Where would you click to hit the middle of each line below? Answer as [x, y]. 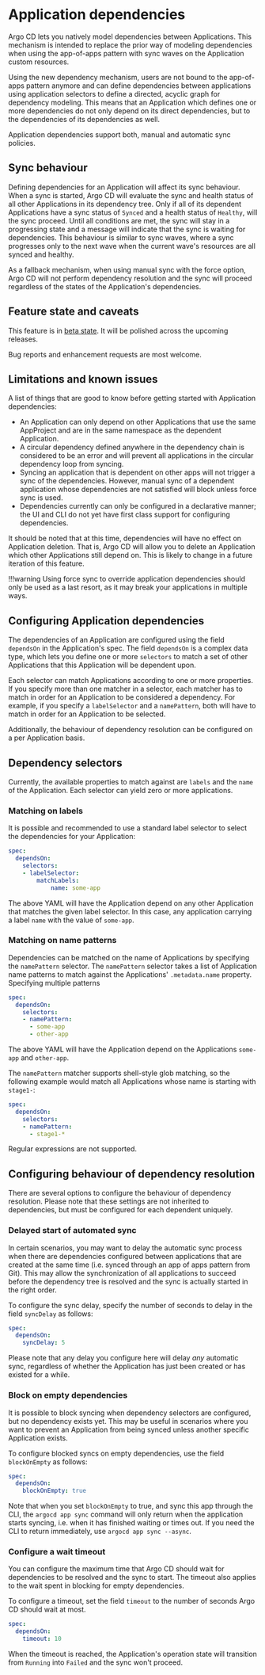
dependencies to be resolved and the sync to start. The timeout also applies [132, 1578]
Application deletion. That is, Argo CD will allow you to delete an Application [132, 547]
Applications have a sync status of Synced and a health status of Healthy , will [133, 212]
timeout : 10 [42, 1639]
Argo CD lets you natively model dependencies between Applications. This [130, 36]
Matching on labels [45, 811]
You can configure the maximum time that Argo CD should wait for [116, 1569]
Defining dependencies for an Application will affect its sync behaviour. [124, 187]
